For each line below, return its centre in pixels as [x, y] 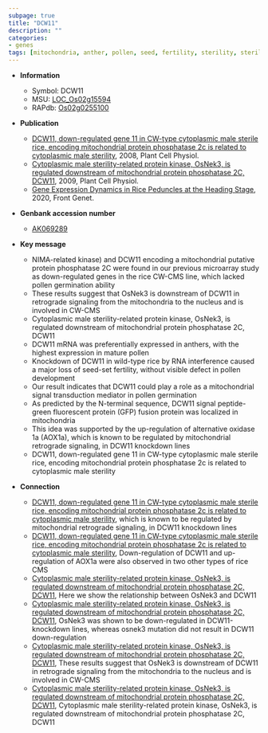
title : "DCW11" [33, 23]
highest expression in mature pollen [91, 353]
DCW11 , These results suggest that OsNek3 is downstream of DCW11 [145, 663]
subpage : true [32, 16]
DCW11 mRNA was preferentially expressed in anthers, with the [135, 344]
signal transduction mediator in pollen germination [114, 395]
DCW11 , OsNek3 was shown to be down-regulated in [118, 621]
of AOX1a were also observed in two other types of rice [158, 561]
